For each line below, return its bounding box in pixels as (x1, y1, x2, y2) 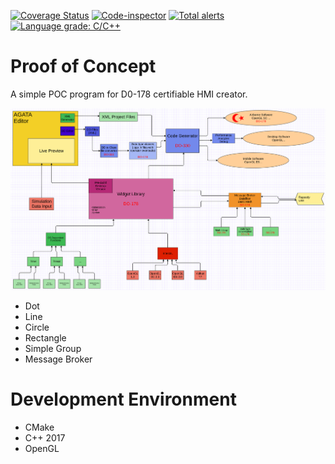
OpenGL (24, 443, 60, 455)
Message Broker (24, 353, 93, 365)
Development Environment (10, 388, 237, 411)
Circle (24, 321, 50, 334)
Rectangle (24, 332, 67, 344)
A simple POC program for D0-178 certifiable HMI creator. (10, 88, 248, 100)
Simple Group (24, 343, 82, 355)
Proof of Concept (10, 55, 157, 78)
